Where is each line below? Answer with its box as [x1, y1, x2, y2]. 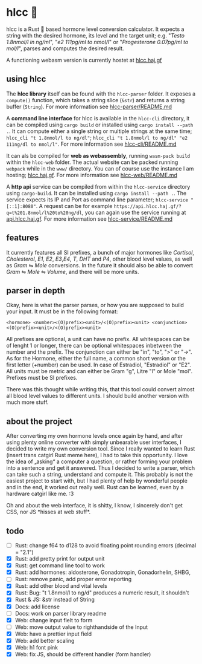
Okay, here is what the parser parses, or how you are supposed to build [6, 302, 184, 309]
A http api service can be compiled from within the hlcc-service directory [6, 183, 191, 190]
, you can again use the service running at [81, 209, 186, 216]
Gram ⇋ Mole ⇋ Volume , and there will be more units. [6, 268, 140, 275]
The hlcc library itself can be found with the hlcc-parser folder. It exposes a [6, 90, 196, 97]
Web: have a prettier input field [14, 630, 92, 637]
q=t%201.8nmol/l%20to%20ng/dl [6, 210, 83, 216]
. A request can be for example [36, 202, 113, 209]
